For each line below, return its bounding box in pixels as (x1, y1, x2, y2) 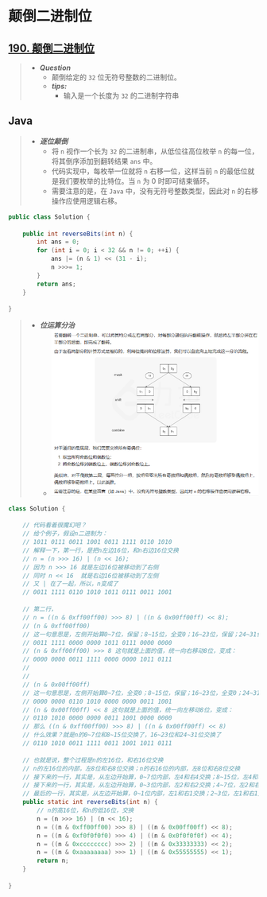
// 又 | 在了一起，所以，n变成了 (22, 580, 119, 588)
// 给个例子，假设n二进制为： (22, 530, 108, 538)
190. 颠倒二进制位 (8, 41, 95, 55)
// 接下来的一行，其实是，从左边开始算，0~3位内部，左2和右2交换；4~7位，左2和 (22, 781, 255, 790)
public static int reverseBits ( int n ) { (22, 798, 158, 806)
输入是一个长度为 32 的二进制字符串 (63, 91, 180, 100)
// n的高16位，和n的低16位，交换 (37, 806, 134, 815)
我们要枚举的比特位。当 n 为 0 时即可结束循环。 (58, 176, 215, 185)
